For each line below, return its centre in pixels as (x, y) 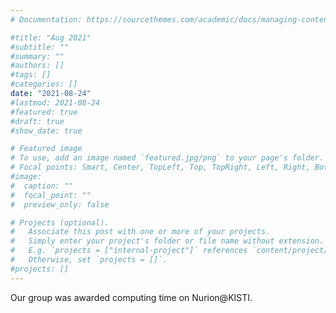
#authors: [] (37, 66)
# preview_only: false (60, 204)
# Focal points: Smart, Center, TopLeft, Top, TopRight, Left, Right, (160, 167)
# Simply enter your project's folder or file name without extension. (167, 241)
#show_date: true (46, 131)
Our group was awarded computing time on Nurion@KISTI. (131, 297)
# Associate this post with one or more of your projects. (140, 232)
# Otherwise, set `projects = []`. (89, 260)
